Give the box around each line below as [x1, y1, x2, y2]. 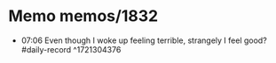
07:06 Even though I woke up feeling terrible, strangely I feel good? [20, 35, 267, 45]
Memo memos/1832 [8, 6, 159, 26]
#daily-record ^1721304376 [20, 44, 122, 54]
